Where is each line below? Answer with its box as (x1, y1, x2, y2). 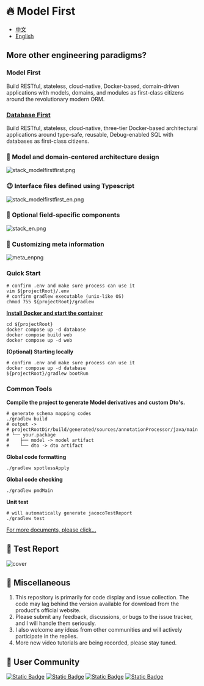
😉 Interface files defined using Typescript (6, 182, 134, 190)
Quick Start (6, 269, 41, 278)
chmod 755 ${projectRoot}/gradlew (6, 299, 95, 305)
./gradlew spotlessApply (6, 465, 70, 471)
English (15, 32, 34, 40)
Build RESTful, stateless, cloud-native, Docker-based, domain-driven (6, 82, 180, 90)
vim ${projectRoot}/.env (6, 288, 70, 294)
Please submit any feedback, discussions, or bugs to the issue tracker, (15, 613, 193, 621)
